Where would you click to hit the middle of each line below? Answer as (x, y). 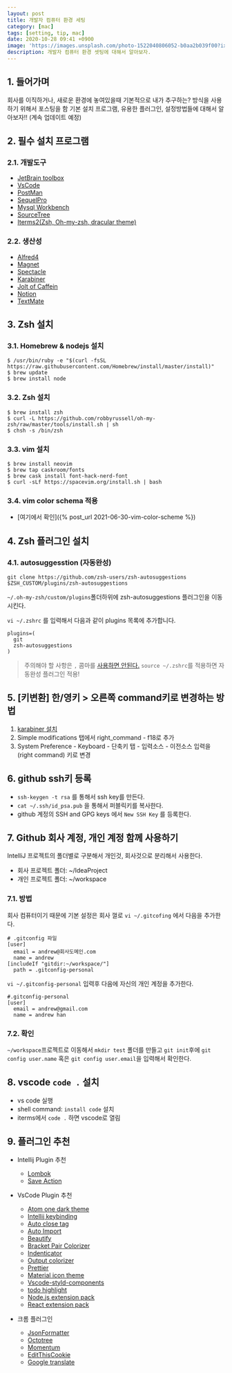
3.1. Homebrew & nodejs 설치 (56, 345)
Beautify (39, 1238)
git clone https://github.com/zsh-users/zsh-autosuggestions (97, 577)
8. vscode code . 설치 (53, 1083)
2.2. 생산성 (25, 242)
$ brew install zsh (35, 412)
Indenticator (45, 1253)
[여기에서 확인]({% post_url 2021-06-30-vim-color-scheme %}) (106, 517)
